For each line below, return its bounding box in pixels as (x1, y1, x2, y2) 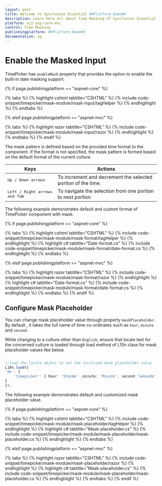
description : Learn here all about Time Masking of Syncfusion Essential (5, 16, 157, 21)
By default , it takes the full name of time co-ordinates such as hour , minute (5, 322, 154, 328)
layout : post (5, 7, 31, 12)
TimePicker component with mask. (5, 211, 74, 217)
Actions (97, 165, 116, 172)
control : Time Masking (5, 25, 51, 30)
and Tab (7, 193, 24, 199)
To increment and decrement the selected (57, 173, 153, 180)
